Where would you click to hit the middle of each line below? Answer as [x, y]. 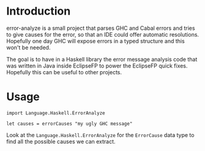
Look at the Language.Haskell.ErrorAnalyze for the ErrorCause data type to [100, 135]
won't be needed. [28, 47]
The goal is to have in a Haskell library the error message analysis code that [102, 59]
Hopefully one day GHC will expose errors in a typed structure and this [95, 41]
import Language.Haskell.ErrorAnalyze [56, 113]
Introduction [39, 11]
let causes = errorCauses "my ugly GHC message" [69, 124]
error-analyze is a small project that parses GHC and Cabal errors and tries [101, 28]
